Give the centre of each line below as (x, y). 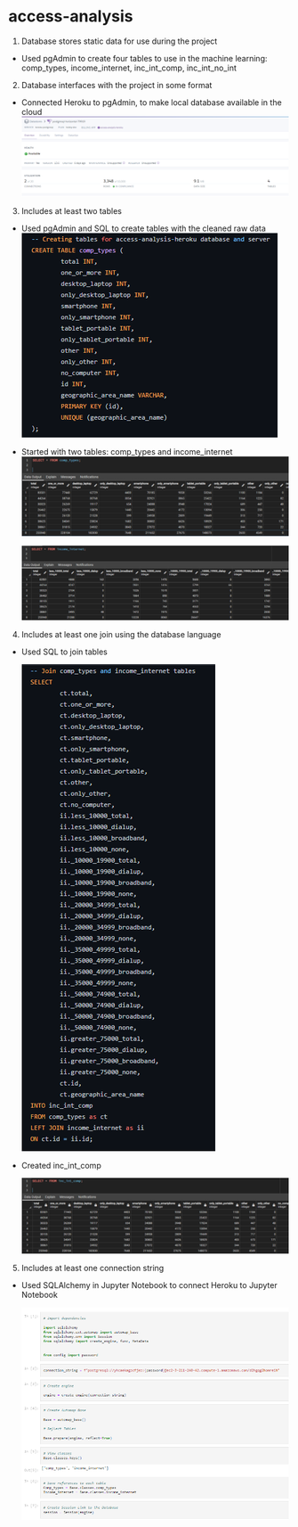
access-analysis (71, 16)
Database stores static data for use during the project (119, 41)
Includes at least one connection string (93, 1268)
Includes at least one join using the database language (121, 634)
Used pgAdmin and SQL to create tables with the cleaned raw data (143, 228)
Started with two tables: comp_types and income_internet (127, 451)
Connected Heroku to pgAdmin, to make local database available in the (151, 102)
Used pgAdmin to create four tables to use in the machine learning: (144, 58)
